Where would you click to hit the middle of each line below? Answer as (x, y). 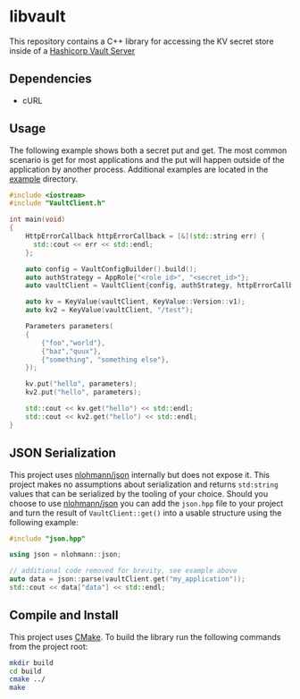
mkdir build (31, 663)
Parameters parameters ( (70, 327)
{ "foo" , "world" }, (73, 343)
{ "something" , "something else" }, (105, 360)
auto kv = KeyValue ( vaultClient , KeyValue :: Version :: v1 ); (135, 302)
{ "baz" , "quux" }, (71, 351)
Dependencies (50, 79)
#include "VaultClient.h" (57, 203)
